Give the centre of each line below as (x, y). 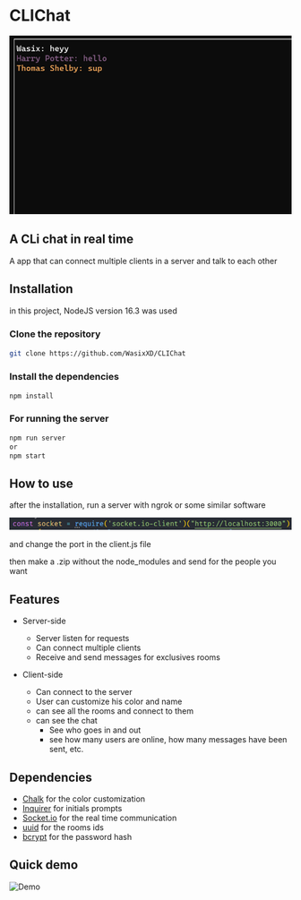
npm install (31, 396)
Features (34, 600)
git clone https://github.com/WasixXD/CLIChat (98, 353)
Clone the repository (55, 334)
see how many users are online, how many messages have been (168, 740)
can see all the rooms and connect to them (115, 711)
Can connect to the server (84, 692)
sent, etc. (66, 750)
